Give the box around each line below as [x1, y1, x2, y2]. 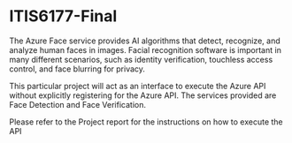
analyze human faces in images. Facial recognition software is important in [9, 44, 281, 55]
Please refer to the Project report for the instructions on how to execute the [9, 117, 283, 127]
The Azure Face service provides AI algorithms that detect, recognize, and [9, 35, 280, 46]
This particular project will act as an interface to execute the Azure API [9, 80, 266, 91]
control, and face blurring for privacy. [9, 64, 146, 74]
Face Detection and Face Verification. [9, 99, 146, 109]
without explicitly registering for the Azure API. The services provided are [9, 90, 277, 101]
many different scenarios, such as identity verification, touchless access [9, 54, 273, 64]
